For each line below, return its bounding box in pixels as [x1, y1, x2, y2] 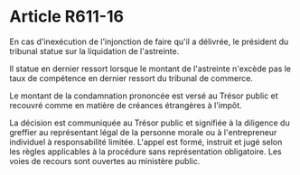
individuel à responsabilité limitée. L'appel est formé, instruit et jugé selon [9, 136, 283, 147]
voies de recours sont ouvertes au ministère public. [9, 155, 201, 166]
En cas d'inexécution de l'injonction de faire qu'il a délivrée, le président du [9, 36, 289, 47]
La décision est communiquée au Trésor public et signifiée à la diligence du [9, 117, 291, 128]
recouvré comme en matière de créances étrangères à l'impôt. [9, 99, 242, 110]
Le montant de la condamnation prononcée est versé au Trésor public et [9, 90, 278, 101]
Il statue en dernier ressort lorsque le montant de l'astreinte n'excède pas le [9, 63, 292, 74]
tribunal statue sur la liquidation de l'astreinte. [9, 45, 180, 56]
